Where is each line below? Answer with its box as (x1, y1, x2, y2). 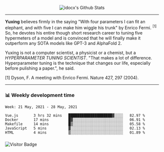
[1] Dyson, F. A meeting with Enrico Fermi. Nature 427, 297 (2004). (5, 75, 139, 80)
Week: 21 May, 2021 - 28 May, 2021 (5, 104, 78, 109)
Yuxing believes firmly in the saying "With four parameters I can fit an (5, 19, 145, 24)
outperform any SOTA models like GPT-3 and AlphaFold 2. (5, 40, 122, 46)
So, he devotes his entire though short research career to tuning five (5, 30, 143, 36)
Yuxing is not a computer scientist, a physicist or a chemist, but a (5, 50, 136, 56)
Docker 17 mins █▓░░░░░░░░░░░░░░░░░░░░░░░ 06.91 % (5, 117, 145, 122)
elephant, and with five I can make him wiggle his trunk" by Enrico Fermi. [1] (5, 24, 157, 31)
